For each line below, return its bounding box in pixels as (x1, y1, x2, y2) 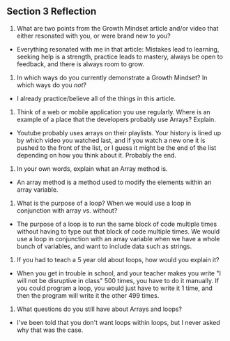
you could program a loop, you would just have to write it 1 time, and (16, 284, 213, 292)
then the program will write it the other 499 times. (16, 291, 160, 299)
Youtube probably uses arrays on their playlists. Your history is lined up (16, 128, 222, 137)
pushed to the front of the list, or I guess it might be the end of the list (16, 143, 217, 152)
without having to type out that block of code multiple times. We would (16, 227, 220, 236)
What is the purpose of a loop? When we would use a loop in (16, 199, 192, 207)
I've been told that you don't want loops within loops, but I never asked (16, 318, 220, 326)
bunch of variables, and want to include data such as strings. (16, 242, 192, 250)
